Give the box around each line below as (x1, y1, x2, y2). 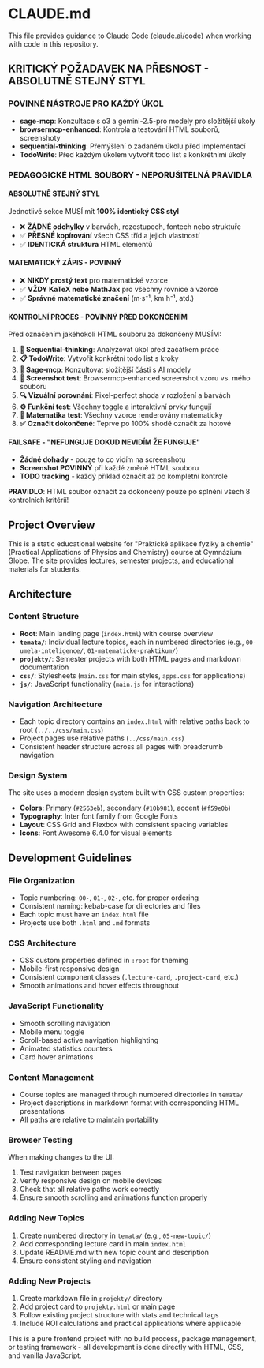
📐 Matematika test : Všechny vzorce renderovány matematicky (19, 410, 223, 420)
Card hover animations (19, 1051, 94, 1062)
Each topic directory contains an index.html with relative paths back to (19, 717, 250, 726)
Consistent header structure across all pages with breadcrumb (19, 742, 223, 751)
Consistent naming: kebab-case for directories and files (19, 901, 201, 911)
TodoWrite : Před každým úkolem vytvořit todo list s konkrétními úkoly (19, 149, 247, 159)
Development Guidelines (8, 851, 132, 864)
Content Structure (8, 611, 80, 622)
